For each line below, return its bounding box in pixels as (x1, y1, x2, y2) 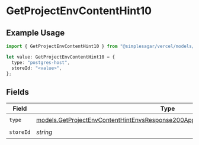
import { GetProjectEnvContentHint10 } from (6, 43, 118, 49)
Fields (6, 87, 30, 97)
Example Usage (6, 28, 65, 38)
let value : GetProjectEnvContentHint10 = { (6, 54, 115, 60)
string (36, 128, 53, 136)
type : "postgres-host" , (11, 59, 70, 66)
